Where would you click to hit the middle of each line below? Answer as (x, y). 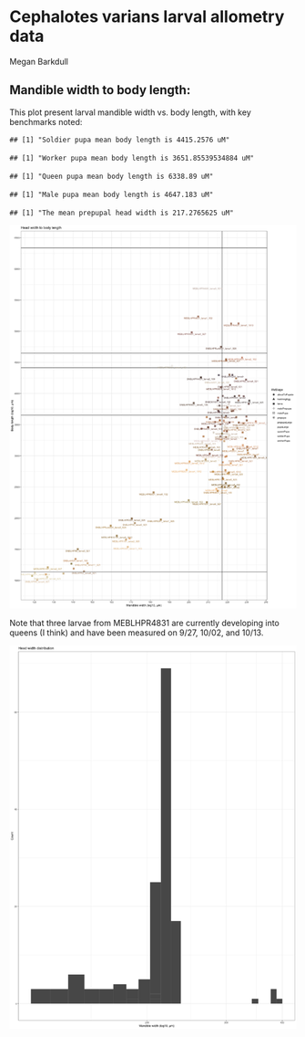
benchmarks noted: (46, 121)
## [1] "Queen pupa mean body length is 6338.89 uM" (112, 176)
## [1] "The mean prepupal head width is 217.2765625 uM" (122, 213)
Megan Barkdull (39, 61)
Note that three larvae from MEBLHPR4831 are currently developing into (145, 623)
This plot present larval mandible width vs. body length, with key (131, 112)
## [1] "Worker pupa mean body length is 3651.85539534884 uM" (132, 158)
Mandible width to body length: (100, 90)
